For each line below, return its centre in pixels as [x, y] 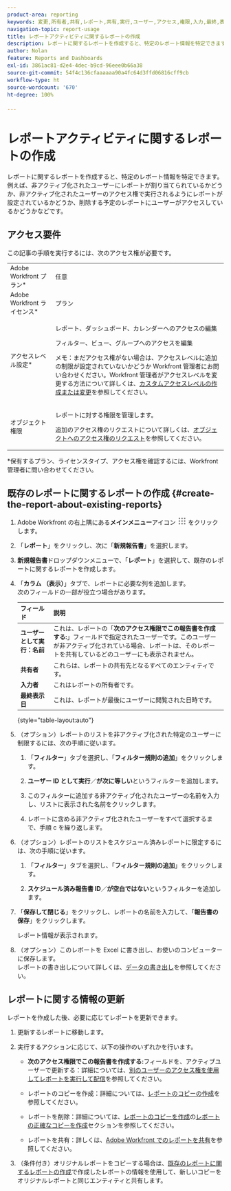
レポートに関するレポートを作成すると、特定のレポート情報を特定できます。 [115, 177]
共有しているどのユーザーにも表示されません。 [131, 654]
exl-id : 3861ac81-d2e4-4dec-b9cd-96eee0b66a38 [75, 66]
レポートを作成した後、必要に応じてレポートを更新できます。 [94, 1017]
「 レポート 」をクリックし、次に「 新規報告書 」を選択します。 [104, 546]
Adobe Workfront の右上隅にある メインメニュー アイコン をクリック [118, 522]
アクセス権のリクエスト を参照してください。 [142, 439]
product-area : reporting [43, 14]
